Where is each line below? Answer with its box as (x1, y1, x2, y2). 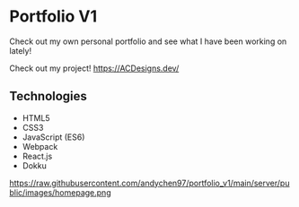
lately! (9, 45, 32, 56)
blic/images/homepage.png (9, 186, 111, 198)
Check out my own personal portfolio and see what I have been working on (9, 36, 287, 47)
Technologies (9, 89, 88, 104)
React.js (22, 151, 53, 161)
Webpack (22, 141, 58, 151)
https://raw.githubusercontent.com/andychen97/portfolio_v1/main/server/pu (9, 177, 290, 188)
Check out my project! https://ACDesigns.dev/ (9, 63, 180, 73)
